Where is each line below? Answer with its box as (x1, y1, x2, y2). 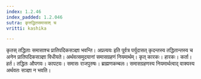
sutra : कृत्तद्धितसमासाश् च (6, 20, 57, 26)
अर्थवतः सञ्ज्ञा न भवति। (6, 67, 51, 74)
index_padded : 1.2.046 (6, 14, 63, 20)
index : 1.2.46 (6, 8, 42, 15)
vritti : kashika (6, 25, 47, 31)
